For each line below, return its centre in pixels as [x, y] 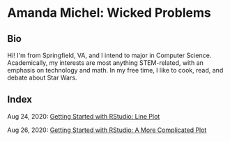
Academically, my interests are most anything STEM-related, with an [106, 63]
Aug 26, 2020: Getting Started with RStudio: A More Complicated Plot [107, 130]
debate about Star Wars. [42, 77]
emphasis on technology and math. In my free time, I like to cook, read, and [115, 70]
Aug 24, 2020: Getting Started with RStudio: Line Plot [84, 116]
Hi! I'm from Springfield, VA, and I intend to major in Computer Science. [109, 55]
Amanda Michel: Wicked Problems [109, 13]
